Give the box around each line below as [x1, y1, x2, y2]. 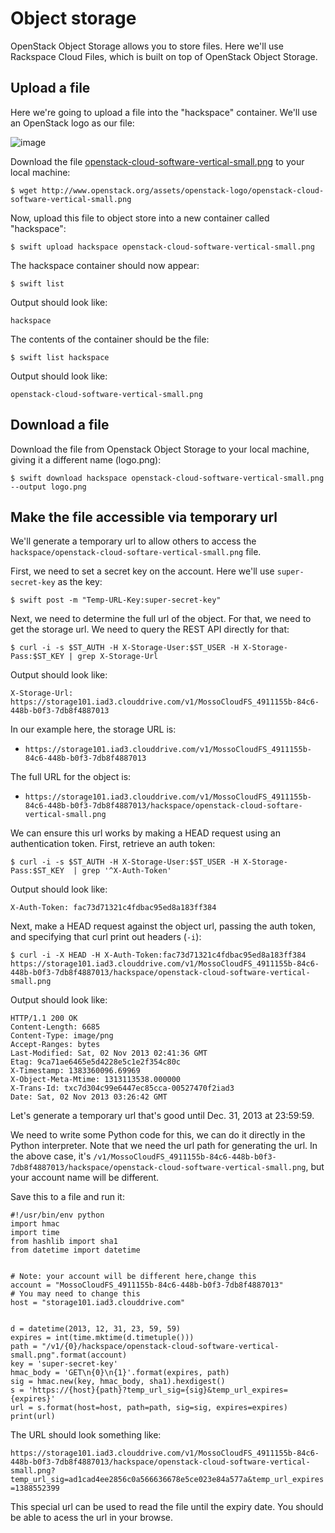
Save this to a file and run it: [10, 1191, 125, 1203]
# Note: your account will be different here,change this [10, 1272, 257, 1282]
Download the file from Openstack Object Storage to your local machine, [10, 443, 310, 455]
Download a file [10, 417, 110, 434]
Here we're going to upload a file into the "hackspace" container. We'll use [10, 106, 318, 118]
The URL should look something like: [10, 1429, 162, 1441]
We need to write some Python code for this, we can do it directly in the [10, 1129, 306, 1141]
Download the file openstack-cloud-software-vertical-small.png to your [10, 155, 305, 167]
